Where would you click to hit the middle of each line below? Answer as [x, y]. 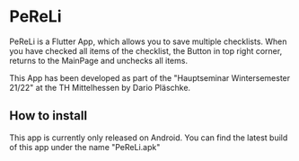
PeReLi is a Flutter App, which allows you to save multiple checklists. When [148, 41]
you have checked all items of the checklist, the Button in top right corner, [146, 50]
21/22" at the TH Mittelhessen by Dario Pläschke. [100, 87]
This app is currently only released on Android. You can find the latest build [149, 138]
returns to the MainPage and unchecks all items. [99, 60]
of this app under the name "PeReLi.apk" [85, 147]
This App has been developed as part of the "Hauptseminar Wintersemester [150, 77]
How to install [48, 116]
